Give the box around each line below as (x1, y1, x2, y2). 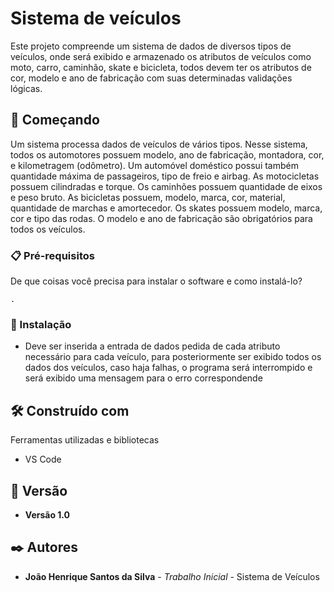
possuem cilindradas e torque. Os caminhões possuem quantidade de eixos (10, 180, 323, 192)
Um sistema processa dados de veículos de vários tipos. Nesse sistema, (10, 138, 308, 150)
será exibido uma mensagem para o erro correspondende (24, 372, 263, 384)
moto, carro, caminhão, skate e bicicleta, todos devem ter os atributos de (10, 61, 312, 73)
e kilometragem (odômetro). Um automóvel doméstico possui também (10, 159, 299, 171)
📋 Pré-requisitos (10, 248, 95, 262)
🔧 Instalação (10, 317, 72, 331)
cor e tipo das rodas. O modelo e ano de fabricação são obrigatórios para (10, 212, 313, 224)
